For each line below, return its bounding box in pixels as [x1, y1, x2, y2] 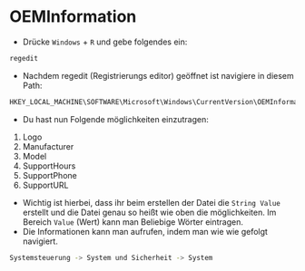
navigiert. [22, 236, 59, 247]
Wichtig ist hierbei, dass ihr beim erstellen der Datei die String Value [22, 197, 281, 208]
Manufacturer [22, 140, 74, 151]
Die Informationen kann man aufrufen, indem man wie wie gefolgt [22, 226, 268, 237]
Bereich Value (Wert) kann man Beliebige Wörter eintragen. [22, 216, 243, 227]
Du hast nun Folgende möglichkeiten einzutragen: [22, 113, 209, 124]
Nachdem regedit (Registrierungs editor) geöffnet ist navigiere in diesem [22, 70, 295, 81]
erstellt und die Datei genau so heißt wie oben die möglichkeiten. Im [22, 207, 277, 218]
